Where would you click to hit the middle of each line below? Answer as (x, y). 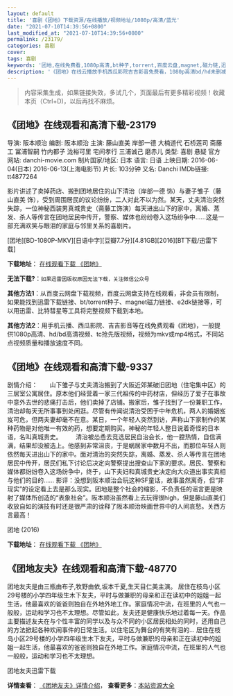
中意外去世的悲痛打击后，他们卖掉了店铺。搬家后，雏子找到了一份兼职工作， (116, 402)
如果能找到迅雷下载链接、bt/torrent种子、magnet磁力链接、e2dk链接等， (112, 302)
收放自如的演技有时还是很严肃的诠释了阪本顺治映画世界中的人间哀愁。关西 (113, 507)
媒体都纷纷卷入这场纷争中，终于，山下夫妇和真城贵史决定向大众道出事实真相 (116, 472)
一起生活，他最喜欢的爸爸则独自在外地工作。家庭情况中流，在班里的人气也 (119, 647)
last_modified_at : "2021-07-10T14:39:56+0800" (76, 33)
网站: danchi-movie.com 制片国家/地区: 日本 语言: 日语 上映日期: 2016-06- (113, 160)
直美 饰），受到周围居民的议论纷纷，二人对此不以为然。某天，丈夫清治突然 (119, 200)
